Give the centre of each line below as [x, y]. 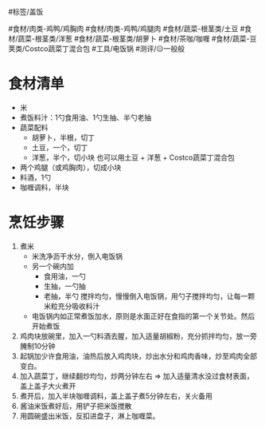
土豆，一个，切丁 [60, 147]
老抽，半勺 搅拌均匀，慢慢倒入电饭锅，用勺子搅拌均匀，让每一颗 [149, 296]
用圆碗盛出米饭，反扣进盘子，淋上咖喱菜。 [90, 416]
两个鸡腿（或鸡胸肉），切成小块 [70, 167]
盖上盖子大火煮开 [48, 386]
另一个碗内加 [53, 266]
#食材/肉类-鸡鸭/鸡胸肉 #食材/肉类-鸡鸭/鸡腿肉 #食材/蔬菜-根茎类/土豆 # [127, 29]
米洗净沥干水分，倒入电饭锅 [77, 256]
